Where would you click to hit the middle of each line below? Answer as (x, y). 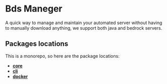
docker (20, 76)
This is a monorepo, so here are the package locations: (62, 56)
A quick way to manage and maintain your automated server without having (84, 23)
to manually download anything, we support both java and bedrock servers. (84, 28)
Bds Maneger (34, 9)
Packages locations (37, 44)
